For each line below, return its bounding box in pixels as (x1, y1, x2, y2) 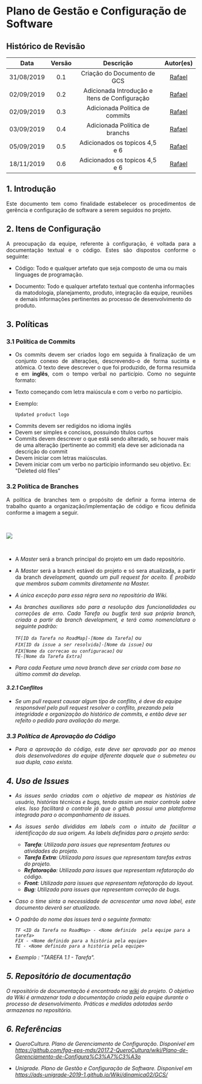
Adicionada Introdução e (83, 86, 153, 95)
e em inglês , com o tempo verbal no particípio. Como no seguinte (14, 370, 196, 378)
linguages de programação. (14, 270, 84, 278)
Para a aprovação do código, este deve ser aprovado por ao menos (14, 745, 196, 753)
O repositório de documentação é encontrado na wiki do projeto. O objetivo (6, 987, 194, 994)
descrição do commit (14, 448, 68, 455)
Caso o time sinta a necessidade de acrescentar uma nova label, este (14, 897, 196, 905)
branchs (106, 129, 130, 137)
